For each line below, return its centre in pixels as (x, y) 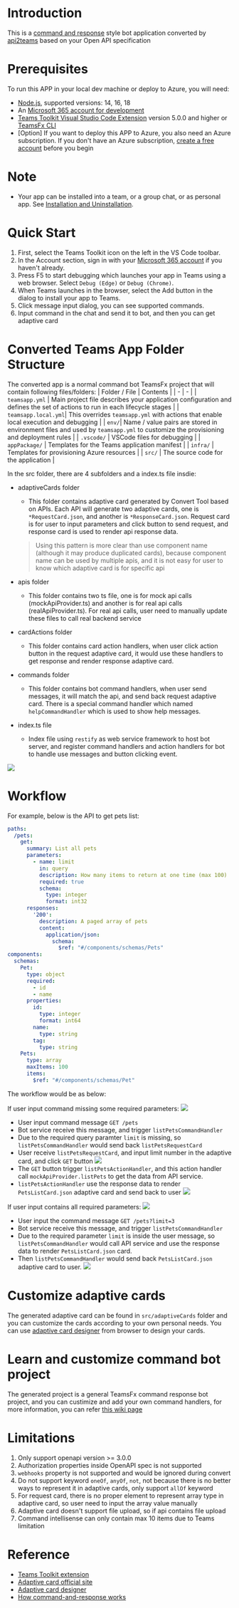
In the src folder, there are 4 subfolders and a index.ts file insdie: (102, 473)
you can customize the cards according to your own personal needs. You (115, 1323)
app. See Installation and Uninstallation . (75, 204)
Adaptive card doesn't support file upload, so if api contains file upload (122, 1510)
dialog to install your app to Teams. (69, 298)
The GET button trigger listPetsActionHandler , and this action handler (119, 1168)
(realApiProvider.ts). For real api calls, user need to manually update (128, 611)
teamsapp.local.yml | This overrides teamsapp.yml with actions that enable (115, 414)
